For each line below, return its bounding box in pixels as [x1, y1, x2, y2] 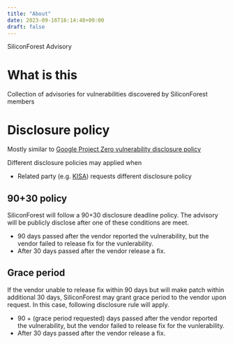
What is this [7, 67, 78, 83]
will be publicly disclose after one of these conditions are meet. [7, 218, 190, 227]
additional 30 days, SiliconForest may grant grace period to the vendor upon [7, 293, 227, 301]
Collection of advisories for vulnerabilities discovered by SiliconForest [7, 90, 208, 99]
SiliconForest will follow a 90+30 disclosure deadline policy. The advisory [7, 211, 218, 220]
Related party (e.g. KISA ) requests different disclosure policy [17, 172, 192, 180]
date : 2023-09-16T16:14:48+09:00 [7, 17, 105, 24]
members [7, 97, 35, 106]
